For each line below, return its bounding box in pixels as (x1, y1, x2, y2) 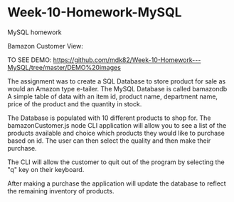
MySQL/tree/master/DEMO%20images (7, 63, 121, 71)
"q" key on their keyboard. (7, 165, 85, 173)
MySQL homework (7, 28, 62, 36)
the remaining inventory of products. (7, 186, 115, 195)
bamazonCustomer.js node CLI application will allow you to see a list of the (7, 121, 227, 129)
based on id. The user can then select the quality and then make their (7, 136, 211, 145)
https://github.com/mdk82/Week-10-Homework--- (53, 55, 201, 64)
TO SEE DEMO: (7, 55, 52, 64)
